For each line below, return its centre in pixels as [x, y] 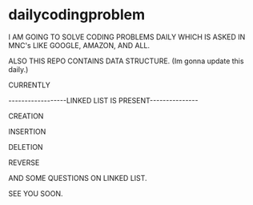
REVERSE [24, 163]
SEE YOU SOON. [36, 193]
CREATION [26, 116]
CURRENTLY [29, 85]
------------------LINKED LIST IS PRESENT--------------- [103, 100]
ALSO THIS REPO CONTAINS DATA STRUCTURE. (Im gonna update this [126, 61]
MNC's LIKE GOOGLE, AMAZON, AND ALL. [79, 45]
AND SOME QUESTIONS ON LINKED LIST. [78, 178]
